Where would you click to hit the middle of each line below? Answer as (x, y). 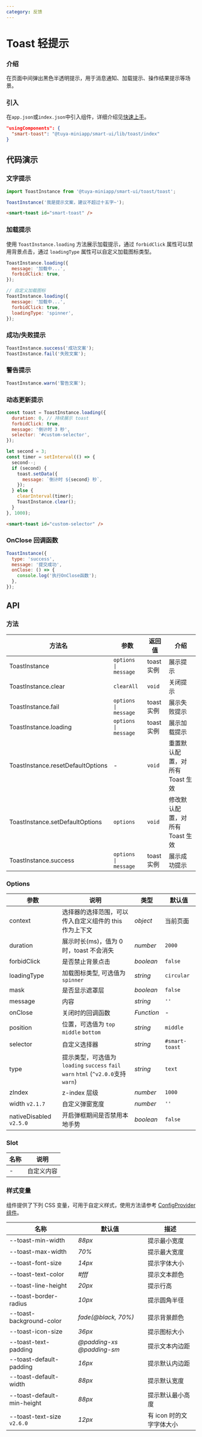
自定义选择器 (80, 1044)
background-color (35, 1321)
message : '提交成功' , (37, 565)
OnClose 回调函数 (32, 540)
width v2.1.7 (27, 1103)
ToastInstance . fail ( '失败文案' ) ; (46, 354)
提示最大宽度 (166, 1252)
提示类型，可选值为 (89, 1057)
